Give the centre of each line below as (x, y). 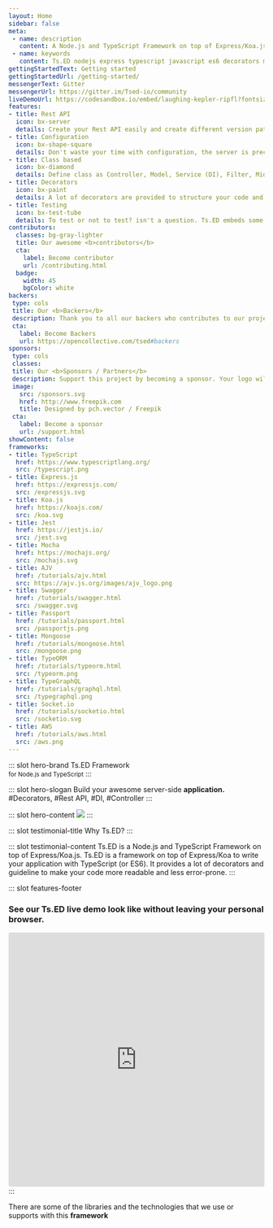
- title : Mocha (34, 546)
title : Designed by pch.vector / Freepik (90, 409)
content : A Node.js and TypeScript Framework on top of (116, 46)
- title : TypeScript (43, 455)
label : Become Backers (57, 333)
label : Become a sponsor (61, 425)
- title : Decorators (43, 183)
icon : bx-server (43, 122)
